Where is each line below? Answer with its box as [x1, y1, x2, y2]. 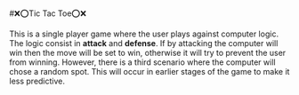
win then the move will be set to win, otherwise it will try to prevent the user [9, 48, 287, 58]
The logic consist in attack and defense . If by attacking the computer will [9, 38, 279, 48]
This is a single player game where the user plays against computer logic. [9, 28, 279, 39]
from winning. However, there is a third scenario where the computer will [9, 57, 276, 67]
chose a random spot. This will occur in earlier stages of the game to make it [9, 67, 290, 76]
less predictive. [9, 75, 65, 86]
